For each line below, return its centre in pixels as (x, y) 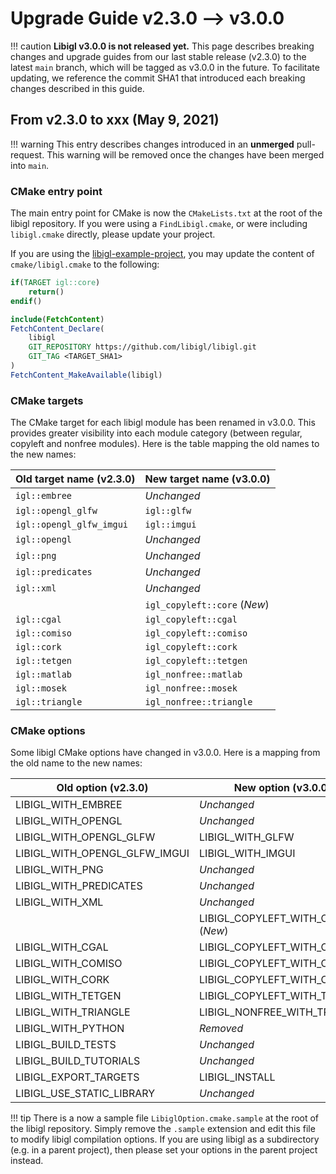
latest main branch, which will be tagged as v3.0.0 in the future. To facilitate (165, 67)
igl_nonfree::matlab (193, 675)
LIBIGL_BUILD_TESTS (66, 1045)
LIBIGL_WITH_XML (59, 902)
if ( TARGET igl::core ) (55, 283)
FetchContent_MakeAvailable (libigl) (86, 375)
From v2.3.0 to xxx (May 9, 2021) (115, 120)
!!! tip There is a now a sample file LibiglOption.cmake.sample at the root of (165, 1118)
